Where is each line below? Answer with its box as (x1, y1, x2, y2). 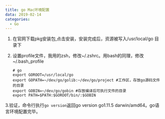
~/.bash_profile (12, 58, 44, 64)
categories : (5, 17, 30, 22)
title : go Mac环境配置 (5, 7, 50, 13)
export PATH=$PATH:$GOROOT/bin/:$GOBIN (12, 93, 96, 98)
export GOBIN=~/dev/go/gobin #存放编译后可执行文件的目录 (12, 88, 126, 93)
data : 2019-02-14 (5, 12, 42, 17)
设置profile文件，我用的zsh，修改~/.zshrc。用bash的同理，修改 (12, 53, 144, 59)
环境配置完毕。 (9, 108, 41, 114)
